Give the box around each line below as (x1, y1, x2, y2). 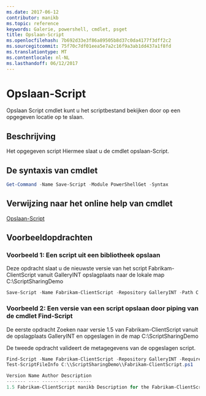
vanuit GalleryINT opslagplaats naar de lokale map (37, 271, 165, 279)
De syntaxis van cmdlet (6, 165, 98, 175)
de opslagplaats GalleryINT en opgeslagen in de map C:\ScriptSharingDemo (6, 332, 199, 340)
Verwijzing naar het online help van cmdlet (6, 199, 173, 209)
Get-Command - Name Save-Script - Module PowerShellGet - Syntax (6, 181, 169, 188)
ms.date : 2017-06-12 (6, 9, 59, 15)
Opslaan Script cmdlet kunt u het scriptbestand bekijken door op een (6, 107, 181, 114)
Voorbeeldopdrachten (6, 232, 93, 243)
